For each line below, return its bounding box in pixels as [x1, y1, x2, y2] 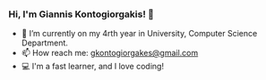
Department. [21, 37, 69, 48]
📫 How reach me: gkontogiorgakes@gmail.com [21, 48, 199, 59]
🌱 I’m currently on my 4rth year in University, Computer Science [21, 28, 258, 39]
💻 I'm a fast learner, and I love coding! [21, 61, 165, 72]
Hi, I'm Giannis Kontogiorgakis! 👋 [8, 8, 154, 20]
